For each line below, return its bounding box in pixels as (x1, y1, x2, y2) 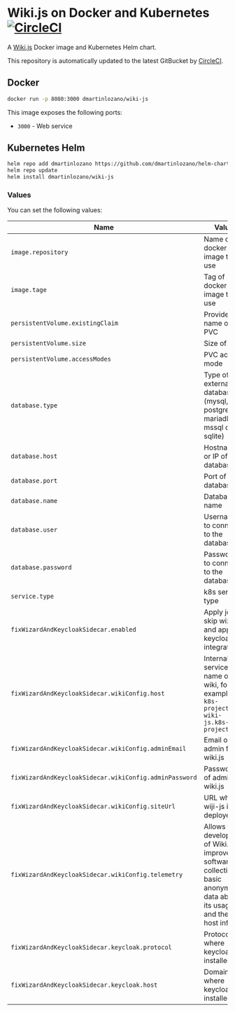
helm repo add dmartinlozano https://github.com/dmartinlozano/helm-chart (7, 160, 230, 167)
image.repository (10, 249, 69, 256)
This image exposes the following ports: (7, 108, 122, 116)
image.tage (10, 286, 47, 294)
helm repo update (7, 167, 58, 174)
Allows (204, 822, 226, 831)
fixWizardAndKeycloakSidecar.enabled (10, 625, 136, 634)
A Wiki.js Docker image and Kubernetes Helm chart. (7, 43, 157, 51)
